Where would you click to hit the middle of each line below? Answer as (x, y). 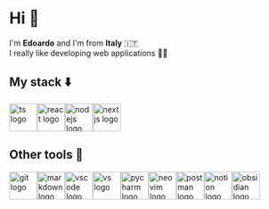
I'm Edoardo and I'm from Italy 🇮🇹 (74, 43)
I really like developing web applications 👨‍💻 (89, 53)
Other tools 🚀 (46, 155)
